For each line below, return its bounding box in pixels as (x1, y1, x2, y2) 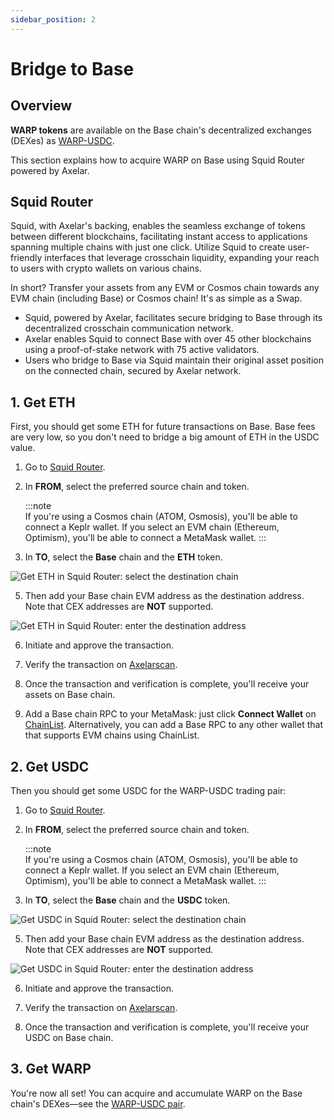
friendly (10, 252, 43, 264)
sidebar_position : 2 (10, 14, 97, 25)
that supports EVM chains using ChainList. (24, 729, 200, 741)
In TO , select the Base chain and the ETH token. (24, 551, 223, 563)
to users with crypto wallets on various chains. (10, 262, 202, 275)
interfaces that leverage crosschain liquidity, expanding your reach (44, 252, 320, 264)
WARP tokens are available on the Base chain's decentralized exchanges (10, 124, 312, 136)
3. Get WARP (10, 1061, 92, 1078)
